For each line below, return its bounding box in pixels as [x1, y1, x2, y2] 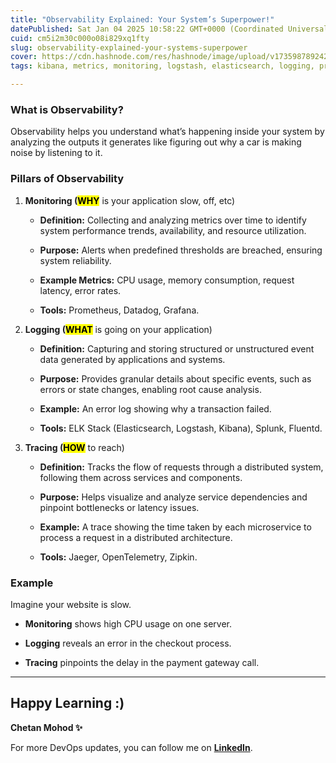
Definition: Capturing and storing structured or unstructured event [39, 342, 315, 355]
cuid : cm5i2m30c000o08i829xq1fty [10, 33, 150, 43]
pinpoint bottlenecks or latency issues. [39, 501, 200, 513]
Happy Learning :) [10, 695, 125, 712]
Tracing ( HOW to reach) [24, 441, 125, 453]
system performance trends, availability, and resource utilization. [39, 224, 307, 236]
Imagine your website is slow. [10, 598, 132, 610]
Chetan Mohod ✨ [10, 721, 83, 733]
